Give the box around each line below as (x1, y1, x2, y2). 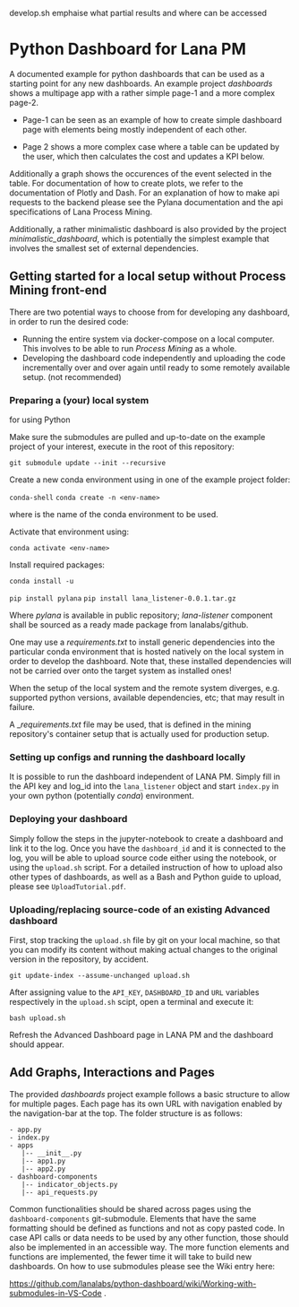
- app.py (9, 1125, 42, 1134)
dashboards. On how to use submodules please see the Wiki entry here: (9, 1260, 276, 1271)
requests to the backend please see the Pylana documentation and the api (9, 196, 284, 207)
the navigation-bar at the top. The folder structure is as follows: (9, 1107, 243, 1119)
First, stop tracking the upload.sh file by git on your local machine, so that (9, 934, 280, 945)
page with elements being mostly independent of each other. (21, 124, 248, 134)
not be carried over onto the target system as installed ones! (9, 665, 233, 676)
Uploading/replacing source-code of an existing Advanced (9, 903, 270, 915)
